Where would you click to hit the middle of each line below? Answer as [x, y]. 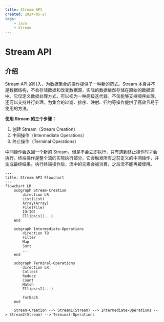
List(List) [34, 199]
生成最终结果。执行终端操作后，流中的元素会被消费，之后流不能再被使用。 [80, 164]
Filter [29, 238]
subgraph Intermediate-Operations [49, 229]
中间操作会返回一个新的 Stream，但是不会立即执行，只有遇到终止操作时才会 [81, 152]
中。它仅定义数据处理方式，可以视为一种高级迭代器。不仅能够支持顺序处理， [82, 96]
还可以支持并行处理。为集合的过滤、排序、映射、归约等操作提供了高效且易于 [82, 102]
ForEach [30, 298]
